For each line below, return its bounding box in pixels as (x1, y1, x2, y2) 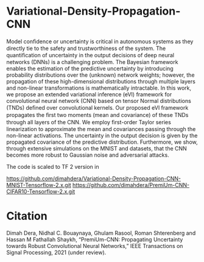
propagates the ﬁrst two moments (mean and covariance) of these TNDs (6, 111, 189, 118)
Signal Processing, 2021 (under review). (6, 249, 107, 256)
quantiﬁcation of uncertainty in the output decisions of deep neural (6, 51, 175, 58)
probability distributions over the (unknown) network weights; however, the (6, 71, 195, 79)
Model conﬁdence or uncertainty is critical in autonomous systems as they (6, 38, 194, 45)
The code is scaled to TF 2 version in (6, 163, 99, 170)
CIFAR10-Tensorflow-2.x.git (6, 188, 76, 195)
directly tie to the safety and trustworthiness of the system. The (6, 44, 166, 52)
